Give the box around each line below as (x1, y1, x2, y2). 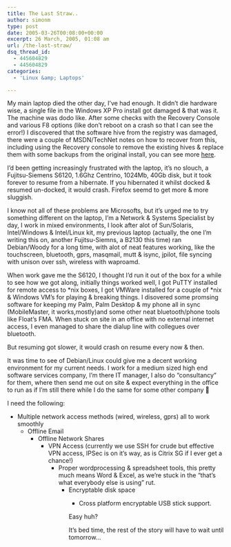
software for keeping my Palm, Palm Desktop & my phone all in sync (7, 301, 201, 309)
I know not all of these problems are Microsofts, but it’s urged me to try (7, 206, 209, 215)
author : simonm (7, 17, 51, 23)
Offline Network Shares (37, 435, 105, 443)
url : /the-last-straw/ (7, 42, 72, 49)
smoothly (17, 420, 44, 428)
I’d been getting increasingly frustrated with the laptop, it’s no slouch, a (7, 163, 209, 172)
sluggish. (7, 193, 33, 201)
